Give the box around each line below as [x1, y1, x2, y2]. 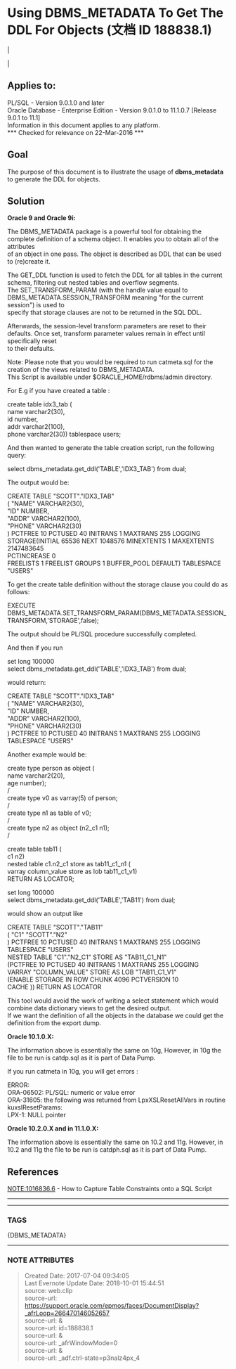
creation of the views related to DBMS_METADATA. [7, 366, 155, 374]
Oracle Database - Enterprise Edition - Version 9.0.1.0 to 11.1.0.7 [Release [7, 105, 217, 114]
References [7, 1166, 59, 1178]
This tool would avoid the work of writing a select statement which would [7, 996, 219, 1005]
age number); [7, 779, 47, 788]
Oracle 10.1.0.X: [7, 1032, 54, 1041]
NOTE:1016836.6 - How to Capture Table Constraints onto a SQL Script [7, 1185, 212, 1193]
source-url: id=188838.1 [24, 1323, 93, 1332]
